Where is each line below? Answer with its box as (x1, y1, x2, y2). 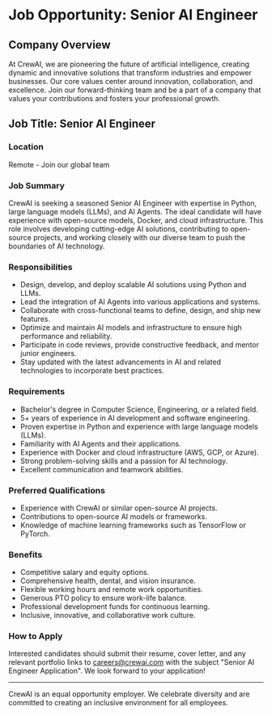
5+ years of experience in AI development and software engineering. (19, 412, 250, 422)
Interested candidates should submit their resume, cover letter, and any (8, 649, 247, 658)
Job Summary (8, 180, 65, 191)
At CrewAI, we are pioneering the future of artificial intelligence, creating (8, 59, 249, 69)
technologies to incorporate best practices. (19, 366, 164, 375)
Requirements (8, 386, 66, 397)
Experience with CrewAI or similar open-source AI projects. (19, 503, 218, 513)
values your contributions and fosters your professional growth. (8, 94, 221, 103)
